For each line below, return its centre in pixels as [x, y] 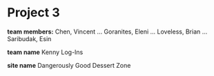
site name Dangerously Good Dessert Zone [69, 65]
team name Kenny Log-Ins [45, 52]
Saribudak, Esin [29, 38]
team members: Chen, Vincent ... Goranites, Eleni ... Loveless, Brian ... [107, 31]
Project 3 [33, 13]
